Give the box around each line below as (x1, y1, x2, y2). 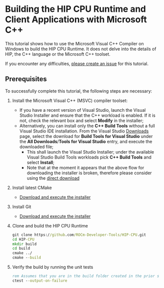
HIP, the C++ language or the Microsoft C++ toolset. (5, 51, 111, 57)
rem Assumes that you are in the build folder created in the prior (12, 274, 155, 279)
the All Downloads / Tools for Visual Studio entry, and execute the (19, 138, 153, 144)
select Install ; (26, 159, 55, 165)
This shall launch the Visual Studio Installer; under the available (26, 149, 154, 155)
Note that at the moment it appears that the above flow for (26, 164, 144, 170)
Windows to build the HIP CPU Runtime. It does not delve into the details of (5, 46, 157, 52)
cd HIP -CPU (12, 237, 35, 242)
